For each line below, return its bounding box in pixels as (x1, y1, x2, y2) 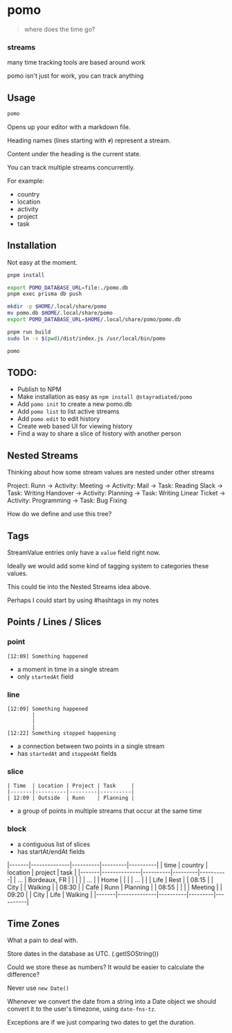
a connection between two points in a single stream (17, 742, 165, 750)
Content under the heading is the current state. (7, 149, 141, 158)
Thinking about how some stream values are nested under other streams (7, 468, 215, 477)
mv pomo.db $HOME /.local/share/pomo (7, 310, 113, 317)
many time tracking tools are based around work (7, 58, 145, 67)
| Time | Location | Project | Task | (7, 782, 135, 790)
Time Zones (7, 918, 60, 929)
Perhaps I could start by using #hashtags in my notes (7, 596, 159, 604)
